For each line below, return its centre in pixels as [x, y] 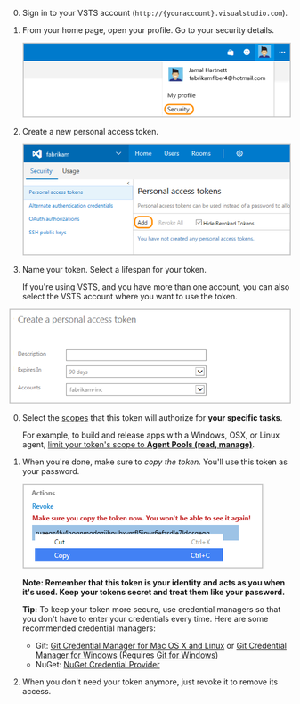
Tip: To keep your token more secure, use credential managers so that [151, 609]
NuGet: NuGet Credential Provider [97, 664]
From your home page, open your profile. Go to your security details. [148, 30]
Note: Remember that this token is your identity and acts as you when [154, 582]
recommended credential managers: [89, 628]
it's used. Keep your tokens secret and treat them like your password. [154, 592]
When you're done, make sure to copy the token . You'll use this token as [154, 462]
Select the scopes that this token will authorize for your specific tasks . [152, 417]
